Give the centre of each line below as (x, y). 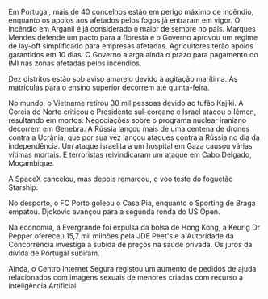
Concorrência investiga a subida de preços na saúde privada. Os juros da (130, 244)
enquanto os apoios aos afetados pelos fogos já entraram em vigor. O (124, 20)
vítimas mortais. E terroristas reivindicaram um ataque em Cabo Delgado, (130, 154)
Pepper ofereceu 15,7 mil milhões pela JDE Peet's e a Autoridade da (121, 236)
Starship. (23, 187)
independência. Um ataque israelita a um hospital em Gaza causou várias (130, 146)
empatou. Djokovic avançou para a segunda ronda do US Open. (114, 212)
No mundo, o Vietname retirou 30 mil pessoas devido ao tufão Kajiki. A (126, 103)
